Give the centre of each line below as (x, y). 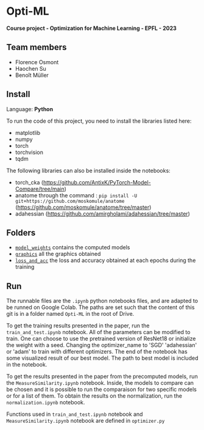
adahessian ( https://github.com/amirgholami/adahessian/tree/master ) (103, 213)
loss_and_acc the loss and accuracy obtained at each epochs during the (105, 260)
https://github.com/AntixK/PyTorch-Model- (97, 182)
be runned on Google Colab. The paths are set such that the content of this (100, 307)
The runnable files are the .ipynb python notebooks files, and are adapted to (102, 301)
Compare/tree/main (40, 189)
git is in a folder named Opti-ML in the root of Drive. (70, 314)
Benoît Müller (32, 75)
